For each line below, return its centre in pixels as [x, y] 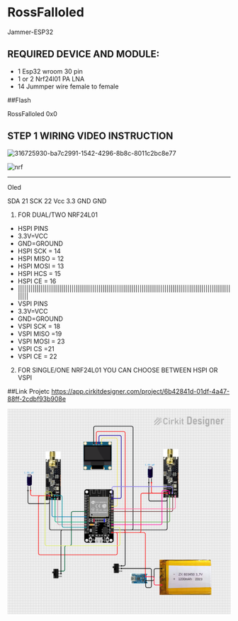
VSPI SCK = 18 [39, 326]
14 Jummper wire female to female [68, 86]
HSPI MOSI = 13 [41, 266]
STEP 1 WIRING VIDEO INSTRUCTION [90, 136]
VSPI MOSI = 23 [41, 341]
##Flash [19, 100]
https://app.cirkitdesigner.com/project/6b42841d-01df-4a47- [141, 391]
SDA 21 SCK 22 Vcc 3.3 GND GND [57, 201]
